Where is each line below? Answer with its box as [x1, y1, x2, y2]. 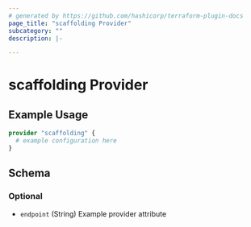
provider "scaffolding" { [8, 130, 95, 138]
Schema [8, 167, 51, 180]
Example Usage [8, 108, 89, 122]
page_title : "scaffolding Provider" [8, 19, 132, 27]
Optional [8, 191, 43, 202]
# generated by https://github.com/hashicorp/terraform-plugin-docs [8, 11, 244, 20]
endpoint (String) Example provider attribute [19, 208, 167, 218]
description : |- [8, 34, 63, 43]
